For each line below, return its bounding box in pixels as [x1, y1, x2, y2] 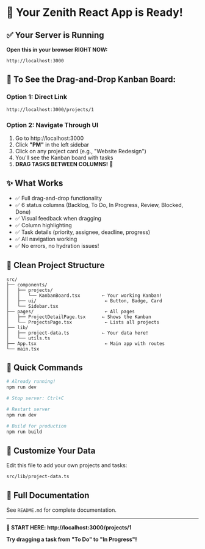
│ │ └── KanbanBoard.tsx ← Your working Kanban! [6, 293, 163, 299]
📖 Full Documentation [6, 490, 90, 500]
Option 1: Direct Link [6, 93, 67, 101]
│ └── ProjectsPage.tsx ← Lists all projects [6, 319, 160, 325]
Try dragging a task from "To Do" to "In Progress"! [6, 536, 137, 543]
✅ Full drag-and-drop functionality [15, 194, 103, 202]
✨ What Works [6, 178, 63, 189]
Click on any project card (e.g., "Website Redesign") [15, 147, 146, 155]
